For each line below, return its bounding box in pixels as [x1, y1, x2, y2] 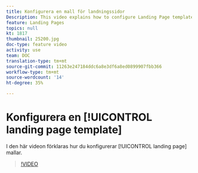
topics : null [6, 25, 38, 31]
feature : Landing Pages [6, 19, 65, 25]
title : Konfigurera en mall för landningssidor [6, 8, 126, 15]
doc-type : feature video [6, 42, 67, 48]
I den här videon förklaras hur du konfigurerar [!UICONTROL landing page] [6, 142, 187, 149]
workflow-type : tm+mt [6, 69, 60, 75]
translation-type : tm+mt [6, 58, 67, 64]
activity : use [6, 47, 41, 53]
